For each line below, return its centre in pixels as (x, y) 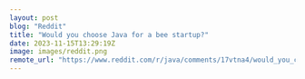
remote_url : (32, 60)
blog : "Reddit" (38, 26)
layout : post (34, 18)
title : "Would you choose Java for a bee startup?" (109, 35)
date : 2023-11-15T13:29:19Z (63, 43)
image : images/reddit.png (58, 52)
